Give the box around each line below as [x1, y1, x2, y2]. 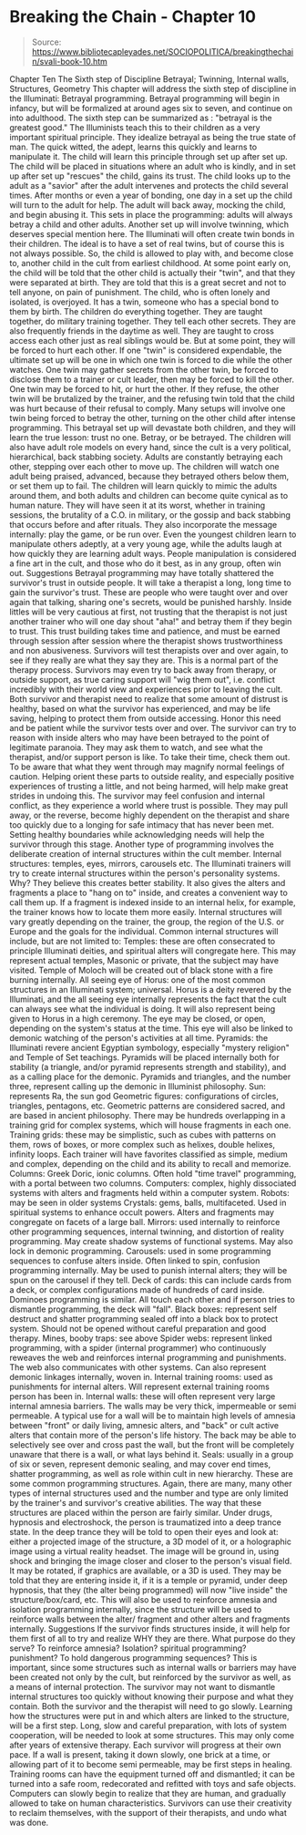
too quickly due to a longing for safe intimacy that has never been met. [9, 819, 275, 830]
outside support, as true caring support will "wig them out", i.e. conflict [9, 674, 276, 685]
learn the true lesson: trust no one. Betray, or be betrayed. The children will [9, 431, 291, 443]
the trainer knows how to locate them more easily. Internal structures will [9, 906, 282, 917]
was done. [9, 1817, 49, 1828]
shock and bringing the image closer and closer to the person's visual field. [9, 1555, 292, 1566]
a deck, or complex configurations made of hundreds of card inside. [9, 1283, 266, 1295]
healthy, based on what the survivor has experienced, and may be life [9, 703, 271, 714]
